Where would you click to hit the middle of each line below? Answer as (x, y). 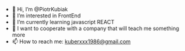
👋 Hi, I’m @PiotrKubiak (40, 9)
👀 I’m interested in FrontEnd (46, 16)
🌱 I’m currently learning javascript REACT (63, 22)
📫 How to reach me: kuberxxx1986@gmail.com (71, 41)
